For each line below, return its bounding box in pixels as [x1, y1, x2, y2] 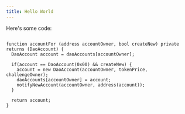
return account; [11, 97, 51, 103]
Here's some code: [6, 25, 52, 32]
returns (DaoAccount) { [6, 46, 64, 52]
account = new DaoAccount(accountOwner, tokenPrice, [16, 67, 148, 72]
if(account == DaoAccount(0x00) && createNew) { [11, 61, 132, 67]
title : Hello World [6, 8, 54, 15]
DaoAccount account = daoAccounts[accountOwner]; [11, 51, 135, 57]
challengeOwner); [6, 71, 49, 78]
